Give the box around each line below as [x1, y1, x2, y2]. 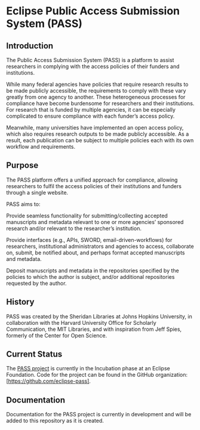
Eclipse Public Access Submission [6, 4, 180, 18]
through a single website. [6, 189, 69, 196]
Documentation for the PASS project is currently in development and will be [6, 411, 192, 418]
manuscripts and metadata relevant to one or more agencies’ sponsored [6, 218, 184, 225]
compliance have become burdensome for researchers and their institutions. [6, 100, 195, 107]
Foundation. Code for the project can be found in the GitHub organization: [6, 371, 188, 379]
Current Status [6, 349, 63, 360]
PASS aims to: [6, 200, 41, 207]
